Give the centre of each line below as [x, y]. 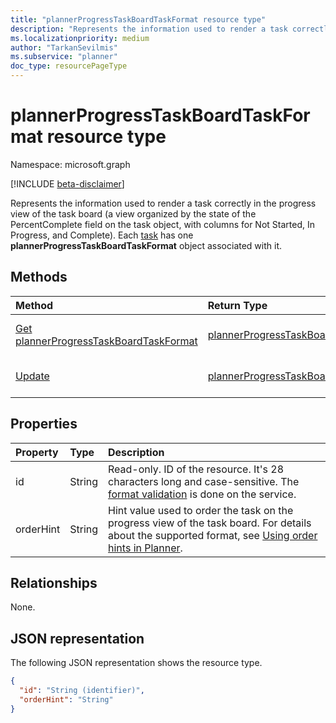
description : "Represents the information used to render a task [149, 29]
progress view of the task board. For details [210, 523]
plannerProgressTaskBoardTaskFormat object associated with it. [146, 245]
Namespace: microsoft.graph [70, 164]
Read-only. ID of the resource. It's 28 [196, 469]
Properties [44, 424]
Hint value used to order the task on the [201, 510]
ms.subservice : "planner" [64, 57]
